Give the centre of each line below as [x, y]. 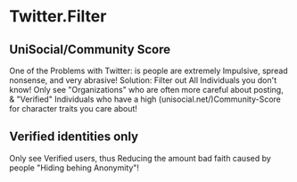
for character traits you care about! [74, 108]
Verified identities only [74, 137]
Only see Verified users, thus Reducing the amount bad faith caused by [140, 158]
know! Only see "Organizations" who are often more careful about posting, [146, 90]
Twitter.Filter [58, 17]
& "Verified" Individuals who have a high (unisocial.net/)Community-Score [145, 99]
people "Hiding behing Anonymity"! [74, 168]
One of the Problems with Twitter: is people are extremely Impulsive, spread [148, 70]
